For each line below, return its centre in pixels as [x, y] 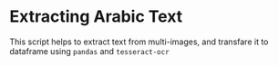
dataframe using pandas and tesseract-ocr [90, 51]
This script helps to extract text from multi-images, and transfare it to [139, 42]
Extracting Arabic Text [96, 17]
